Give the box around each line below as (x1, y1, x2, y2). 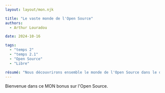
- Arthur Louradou (9, 25, 48, 30)
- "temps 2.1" (9, 52, 38, 57)
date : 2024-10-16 (5, 34, 41, 39)
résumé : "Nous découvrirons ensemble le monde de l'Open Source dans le (5, 70, 157, 75)
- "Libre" (9, 61, 29, 66)
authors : (5, 21, 23, 25)
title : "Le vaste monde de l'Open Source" (5, 16, 93, 21)
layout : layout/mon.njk (5, 7, 54, 12)
